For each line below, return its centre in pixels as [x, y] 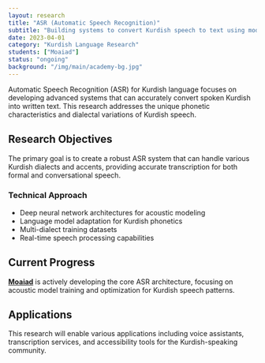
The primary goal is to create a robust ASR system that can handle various [129, 158]
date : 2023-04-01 [37, 37]
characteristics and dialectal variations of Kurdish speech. [103, 114]
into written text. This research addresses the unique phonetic [109, 106]
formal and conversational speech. [64, 175]
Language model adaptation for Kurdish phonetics [101, 221]
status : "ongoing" [38, 60]
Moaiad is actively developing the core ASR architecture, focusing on [121, 282]
